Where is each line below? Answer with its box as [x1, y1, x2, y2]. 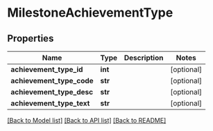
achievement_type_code [10, 76, 94, 85]
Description [123, 53, 164, 62]
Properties [7, 33, 54, 44]
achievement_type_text [10, 98, 90, 108]
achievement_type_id [10, 64, 83, 74]
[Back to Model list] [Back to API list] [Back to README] [7, 116, 167, 124]
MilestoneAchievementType [7, 5, 173, 21]
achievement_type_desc [10, 87, 94, 96]
